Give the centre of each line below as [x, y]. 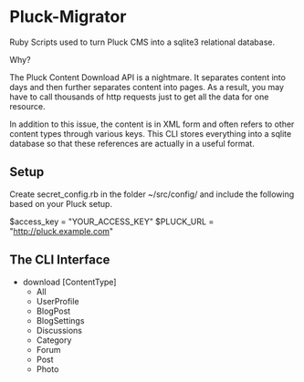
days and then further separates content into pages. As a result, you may [147, 87]
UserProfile [58, 301]
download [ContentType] [69, 282]
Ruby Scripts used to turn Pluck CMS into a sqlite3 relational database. [142, 42]
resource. [27, 106]
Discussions [59, 330]
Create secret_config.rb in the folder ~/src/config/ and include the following [152, 194]
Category [54, 340]
